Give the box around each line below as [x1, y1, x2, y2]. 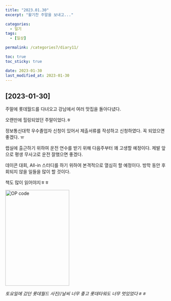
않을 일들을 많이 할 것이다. [18, 169, 71, 175]
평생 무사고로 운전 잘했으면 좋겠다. [14, 151, 83, 157]
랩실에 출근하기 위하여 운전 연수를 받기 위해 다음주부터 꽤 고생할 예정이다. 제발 [5, 145, 161, 151]
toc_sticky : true [5, 59, 42, 64]
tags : [5, 31, 17, 36]
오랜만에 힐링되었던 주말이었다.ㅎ [5, 117, 71, 123]
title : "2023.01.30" [5, 7, 50, 13]
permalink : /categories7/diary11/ [5, 45, 79, 50]
